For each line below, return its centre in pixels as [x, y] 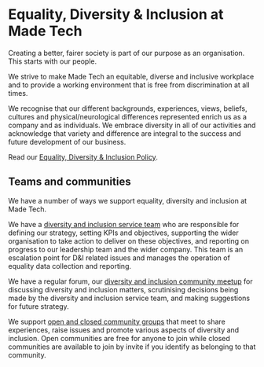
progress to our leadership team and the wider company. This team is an [126, 249]
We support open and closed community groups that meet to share [117, 321]
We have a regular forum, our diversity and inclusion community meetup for [130, 281]
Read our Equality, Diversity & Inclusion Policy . [83, 157]
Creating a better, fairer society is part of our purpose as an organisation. [126, 53]
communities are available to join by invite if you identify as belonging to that [132, 347]
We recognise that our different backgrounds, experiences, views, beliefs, [128, 108]
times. [18, 93]
